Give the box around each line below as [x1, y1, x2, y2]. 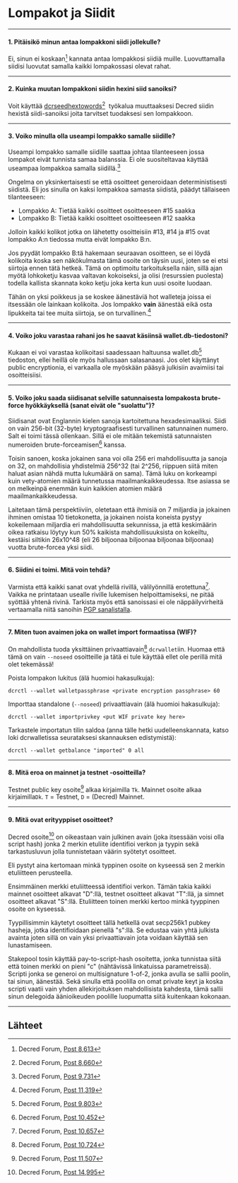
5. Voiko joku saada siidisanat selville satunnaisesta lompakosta [8, 394, 201, 402]
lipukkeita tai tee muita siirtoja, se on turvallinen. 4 [8, 307, 151, 317]
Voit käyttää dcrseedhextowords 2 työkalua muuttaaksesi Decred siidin [8, 100, 214, 110]
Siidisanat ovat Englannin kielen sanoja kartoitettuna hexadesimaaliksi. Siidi [8, 417, 227, 425]
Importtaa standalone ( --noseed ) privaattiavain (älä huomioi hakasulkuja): [8, 700, 220, 708]
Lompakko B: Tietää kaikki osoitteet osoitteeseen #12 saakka [18, 213, 196, 222]
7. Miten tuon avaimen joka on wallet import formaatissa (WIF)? [8, 628, 197, 637]
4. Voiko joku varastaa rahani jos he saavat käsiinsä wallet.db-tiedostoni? [8, 331, 229, 340]
